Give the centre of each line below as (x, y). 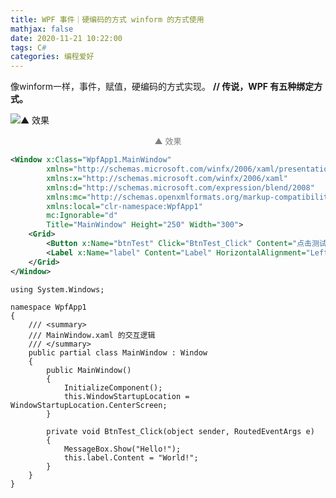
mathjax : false (42, 29)
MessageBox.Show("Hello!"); (122, 449)
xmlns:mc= (66, 197)
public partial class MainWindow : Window (118, 352)
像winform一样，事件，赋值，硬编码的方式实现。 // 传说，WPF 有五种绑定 (162, 87)
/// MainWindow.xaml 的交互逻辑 (92, 335)
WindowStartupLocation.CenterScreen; (89, 405)
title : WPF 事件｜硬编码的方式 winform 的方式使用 (107, 19)
